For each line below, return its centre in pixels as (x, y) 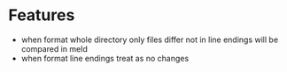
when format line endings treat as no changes (105, 58)
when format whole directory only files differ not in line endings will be (150, 40)
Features (42, 15)
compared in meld (54, 48)
